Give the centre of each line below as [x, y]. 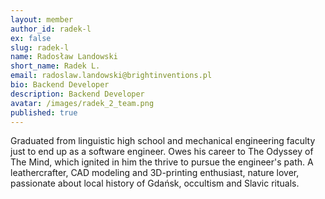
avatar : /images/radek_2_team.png [82, 103]
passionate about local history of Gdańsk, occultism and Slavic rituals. [155, 183]
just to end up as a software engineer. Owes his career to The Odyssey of [162, 152]
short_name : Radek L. [55, 66]
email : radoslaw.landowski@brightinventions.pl [111, 76]
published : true [44, 112]
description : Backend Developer [77, 94]
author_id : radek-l [51, 29]
